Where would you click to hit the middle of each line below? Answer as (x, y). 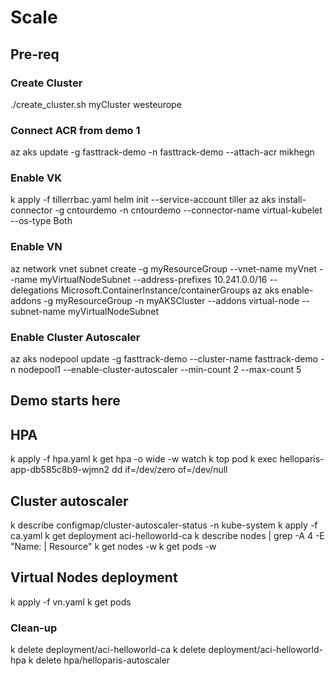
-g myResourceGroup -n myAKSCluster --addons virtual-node (171, 300)
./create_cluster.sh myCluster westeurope (96, 104)
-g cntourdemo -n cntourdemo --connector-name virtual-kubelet (188, 210)
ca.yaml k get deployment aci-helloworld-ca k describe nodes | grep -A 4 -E (167, 536)
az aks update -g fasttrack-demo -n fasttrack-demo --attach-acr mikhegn (162, 152)
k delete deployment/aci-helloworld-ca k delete (108, 650)
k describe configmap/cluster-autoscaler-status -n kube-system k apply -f (164, 525)
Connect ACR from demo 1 (75, 130)
